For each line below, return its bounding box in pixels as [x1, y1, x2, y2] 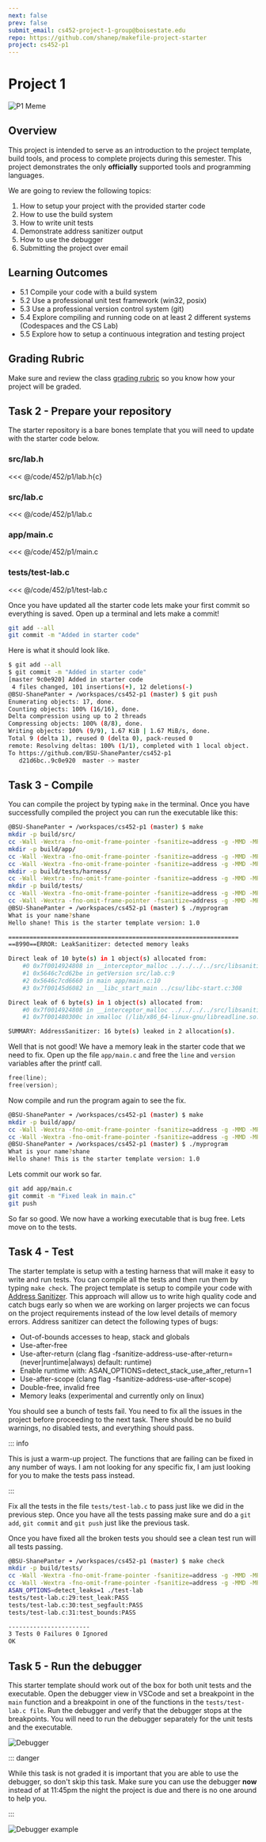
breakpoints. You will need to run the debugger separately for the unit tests [8, 1714, 253, 1723]
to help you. [8, 1794, 47, 1803]
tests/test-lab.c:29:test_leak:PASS [8, 1593, 129, 1601]
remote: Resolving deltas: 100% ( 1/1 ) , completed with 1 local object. [8, 742, 249, 750]
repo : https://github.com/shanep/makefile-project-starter [8, 33, 207, 42]
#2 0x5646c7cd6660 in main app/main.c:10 [22, 977, 161, 985]
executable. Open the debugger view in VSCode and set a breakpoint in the [8, 1688, 255, 1698]
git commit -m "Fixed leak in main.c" [8, 1192, 136, 1200]
